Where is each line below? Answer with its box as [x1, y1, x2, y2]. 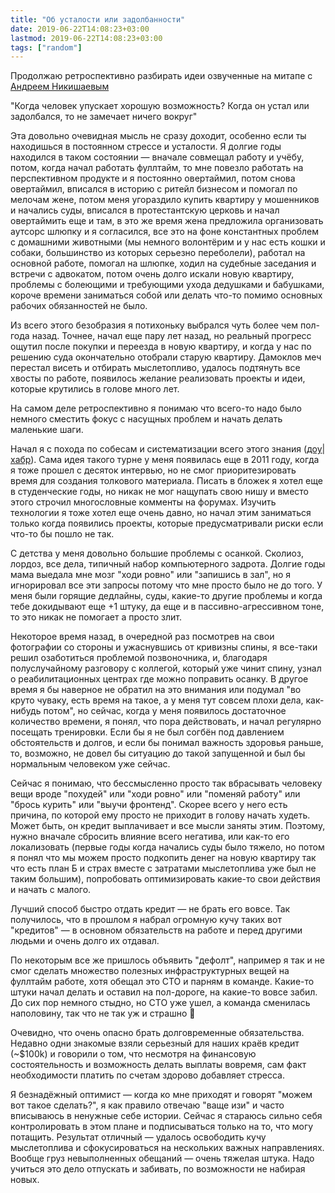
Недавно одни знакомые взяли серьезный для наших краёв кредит [10, 1037, 300, 1050]
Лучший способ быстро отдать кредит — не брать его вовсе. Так [10, 903, 291, 915]
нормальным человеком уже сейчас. [10, 758, 171, 770]
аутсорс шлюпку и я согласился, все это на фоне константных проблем [10, 226, 319, 238]
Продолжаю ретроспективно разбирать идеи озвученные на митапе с [10, 70, 313, 82]
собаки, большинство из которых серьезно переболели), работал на [10, 247, 306, 259]
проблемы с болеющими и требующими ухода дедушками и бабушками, [10, 279, 325, 291]
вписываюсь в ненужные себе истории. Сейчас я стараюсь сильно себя [10, 1110, 323, 1122]
